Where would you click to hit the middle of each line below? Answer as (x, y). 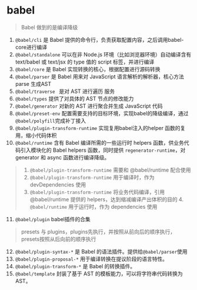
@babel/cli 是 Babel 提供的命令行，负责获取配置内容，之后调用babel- (99, 39)
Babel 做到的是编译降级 (49, 27)
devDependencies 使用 (58, 184)
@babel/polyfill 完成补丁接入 (51, 121)
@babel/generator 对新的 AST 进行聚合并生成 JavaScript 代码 (89, 106)
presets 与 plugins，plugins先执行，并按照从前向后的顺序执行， (98, 231)
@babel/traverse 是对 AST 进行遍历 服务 (65, 91)
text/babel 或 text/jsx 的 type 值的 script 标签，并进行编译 (85, 62)
